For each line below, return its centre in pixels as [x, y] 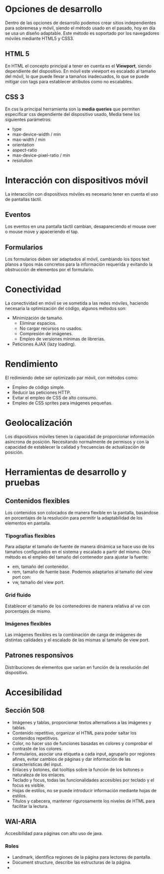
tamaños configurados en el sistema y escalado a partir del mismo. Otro [78, 552]
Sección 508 [25, 711]
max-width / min [29, 140]
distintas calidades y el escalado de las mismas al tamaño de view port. [77, 640]
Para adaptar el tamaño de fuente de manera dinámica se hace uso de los [80, 547]
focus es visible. [29, 785]
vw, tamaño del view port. [38, 582]
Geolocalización [39, 423]
